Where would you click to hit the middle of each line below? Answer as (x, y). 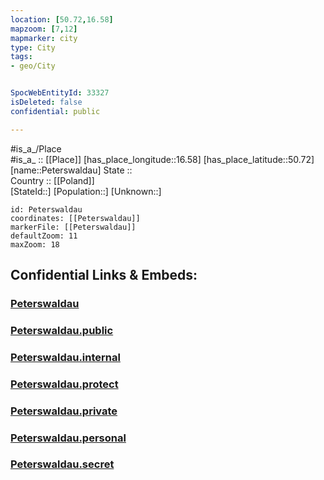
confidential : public (55, 111)
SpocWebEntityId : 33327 (60, 93)
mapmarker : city (44, 38)
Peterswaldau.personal (68, 438)
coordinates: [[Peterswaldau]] (75, 218)
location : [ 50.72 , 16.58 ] (62, 19)
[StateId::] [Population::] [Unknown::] (86, 191)
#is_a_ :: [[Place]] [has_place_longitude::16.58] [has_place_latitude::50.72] (162, 159)
